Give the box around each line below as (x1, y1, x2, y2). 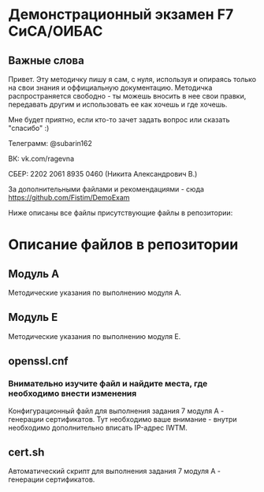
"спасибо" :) (8, 124, 50, 132)
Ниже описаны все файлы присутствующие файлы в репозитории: (8, 208, 233, 218)
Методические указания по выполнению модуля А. (8, 288, 182, 297)
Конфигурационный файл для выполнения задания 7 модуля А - (8, 406, 225, 416)
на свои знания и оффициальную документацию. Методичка (8, 83, 213, 92)
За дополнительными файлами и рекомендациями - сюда (8, 184, 205, 194)
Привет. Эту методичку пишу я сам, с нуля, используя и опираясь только (8, 75, 257, 84)
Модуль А (8, 266, 60, 281)
